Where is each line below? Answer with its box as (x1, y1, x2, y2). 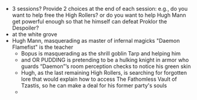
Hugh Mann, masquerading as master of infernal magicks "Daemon (11, 37, 180, 44)
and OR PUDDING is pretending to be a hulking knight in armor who (21, 57, 189, 63)
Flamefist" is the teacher (11, 43, 74, 51)
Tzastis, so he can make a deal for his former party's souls (21, 82, 167, 89)
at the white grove (11, 31, 57, 38)
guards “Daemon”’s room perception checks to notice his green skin (21, 63, 192, 70)
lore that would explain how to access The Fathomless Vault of (21, 75, 177, 83)
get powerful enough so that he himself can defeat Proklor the (11, 18, 167, 25)
